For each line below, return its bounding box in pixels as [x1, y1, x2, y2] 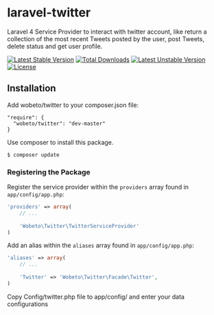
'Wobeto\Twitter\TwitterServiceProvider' [19, 222, 139, 229]
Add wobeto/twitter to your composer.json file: [7, 101, 139, 109]
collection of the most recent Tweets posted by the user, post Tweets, [7, 34, 204, 43]
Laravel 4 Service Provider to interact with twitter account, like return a [7, 27, 207, 36]
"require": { [7, 114, 45, 121]
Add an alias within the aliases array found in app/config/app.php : [7, 242, 194, 250]
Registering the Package [7, 167, 91, 176]
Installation [7, 82, 56, 94]
